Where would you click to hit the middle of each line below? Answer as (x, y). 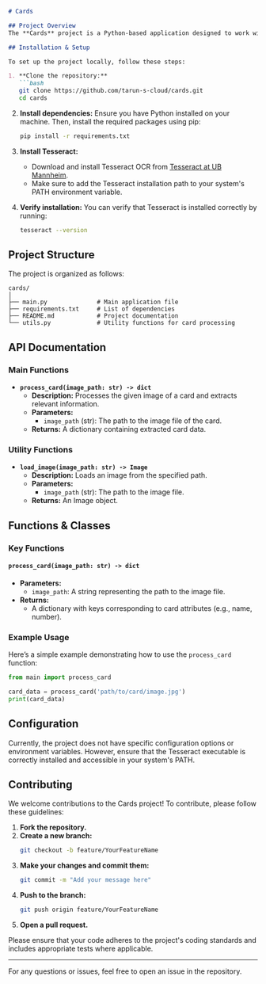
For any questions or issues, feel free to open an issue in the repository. (125, 971)
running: (33, 215)
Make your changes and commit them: (84, 866)
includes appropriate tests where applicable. (81, 949)
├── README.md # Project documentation (93, 316)
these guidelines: (36, 812)
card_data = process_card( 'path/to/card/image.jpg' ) (97, 692)
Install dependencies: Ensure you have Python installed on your (125, 113)
